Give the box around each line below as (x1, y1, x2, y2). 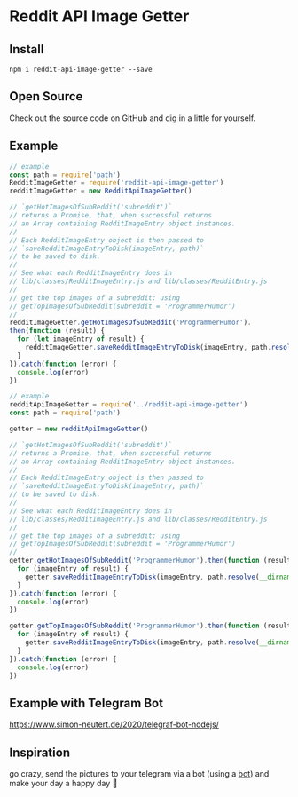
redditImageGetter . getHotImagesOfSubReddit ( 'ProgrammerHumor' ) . (9, 318, 252, 327)
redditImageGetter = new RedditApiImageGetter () (9, 186, 192, 196)
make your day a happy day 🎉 (9, 778, 118, 788)
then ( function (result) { (9, 327, 105, 335)
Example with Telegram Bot (9, 695, 164, 711)
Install (9, 42, 44, 57)
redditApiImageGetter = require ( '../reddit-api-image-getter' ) (9, 400, 248, 409)
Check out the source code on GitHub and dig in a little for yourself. (9, 113, 256, 123)
